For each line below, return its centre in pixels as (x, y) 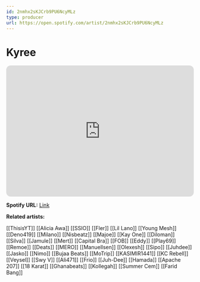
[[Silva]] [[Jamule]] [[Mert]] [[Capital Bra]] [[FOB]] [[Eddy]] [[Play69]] (91, 241)
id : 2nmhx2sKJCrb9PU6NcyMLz (41, 12)
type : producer (25, 17)
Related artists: (26, 217)
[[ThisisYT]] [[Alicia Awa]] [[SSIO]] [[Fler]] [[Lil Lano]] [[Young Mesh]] (91, 228)
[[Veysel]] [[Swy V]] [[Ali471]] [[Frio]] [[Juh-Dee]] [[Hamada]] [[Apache (93, 260)
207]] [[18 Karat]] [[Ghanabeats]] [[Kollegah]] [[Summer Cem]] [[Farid (92, 266)
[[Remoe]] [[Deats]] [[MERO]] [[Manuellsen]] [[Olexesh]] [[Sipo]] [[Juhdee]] (99, 247)
